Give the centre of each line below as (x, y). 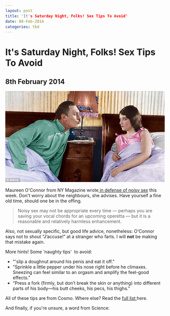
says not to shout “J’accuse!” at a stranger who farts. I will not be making (81, 237)
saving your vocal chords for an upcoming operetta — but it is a (84, 216)
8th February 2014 (35, 82)
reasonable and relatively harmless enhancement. (70, 221)
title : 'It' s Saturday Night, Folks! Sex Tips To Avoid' (67, 16)
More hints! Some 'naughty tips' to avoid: (49, 252)
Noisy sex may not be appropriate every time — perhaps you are (85, 211)
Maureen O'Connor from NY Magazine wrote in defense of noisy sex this (81, 190)
